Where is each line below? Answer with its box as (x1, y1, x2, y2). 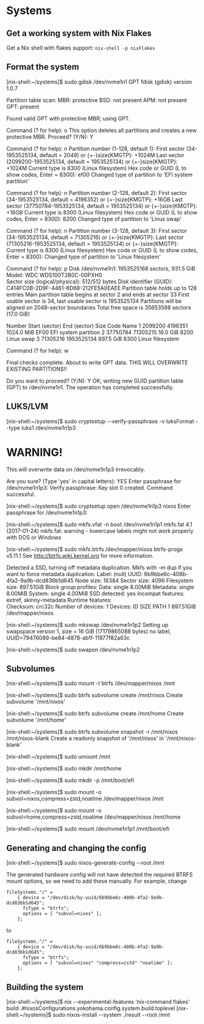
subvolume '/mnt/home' (6, 716, 66, 724)
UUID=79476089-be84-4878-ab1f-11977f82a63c (6, 634, 130, 642)
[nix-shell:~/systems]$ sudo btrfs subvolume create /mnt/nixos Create (6, 692, 183, 699)
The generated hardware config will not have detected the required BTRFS (6, 871, 193, 879)
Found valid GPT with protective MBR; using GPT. (6, 114, 131, 122)
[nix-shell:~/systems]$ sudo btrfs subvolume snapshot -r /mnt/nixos (6, 728, 178, 736)
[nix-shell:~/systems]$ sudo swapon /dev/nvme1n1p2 (6, 646, 140, 653)
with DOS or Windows (6, 533, 62, 541)
